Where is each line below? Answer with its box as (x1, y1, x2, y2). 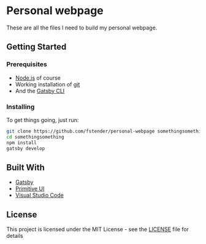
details (6, 232, 23, 240)
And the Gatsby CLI (15, 87, 65, 94)
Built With (6, 162, 45, 172)
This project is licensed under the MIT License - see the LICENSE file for (6, 226, 189, 233)
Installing (6, 102, 35, 111)
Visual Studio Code (15, 191, 64, 199)
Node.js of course (15, 74, 61, 82)
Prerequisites (6, 60, 47, 69)
